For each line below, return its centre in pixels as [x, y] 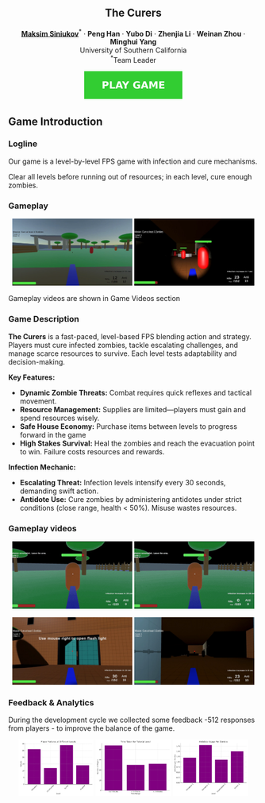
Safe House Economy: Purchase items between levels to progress [129, 426]
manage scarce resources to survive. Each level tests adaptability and [123, 353]
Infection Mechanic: [42, 467]
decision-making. [37, 361]
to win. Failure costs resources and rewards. [92, 451]
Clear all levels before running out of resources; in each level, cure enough [130, 176]
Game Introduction [56, 121]
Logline [23, 144]
